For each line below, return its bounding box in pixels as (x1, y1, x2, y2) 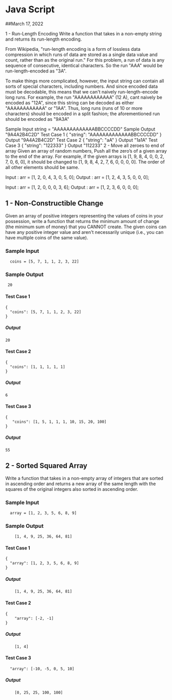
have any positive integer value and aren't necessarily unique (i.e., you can (5, 229, 164, 235)
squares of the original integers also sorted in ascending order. (5, 486, 139, 492)
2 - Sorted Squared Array (5, 462, 87, 470)
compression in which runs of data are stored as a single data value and (5, 51, 158, 58)
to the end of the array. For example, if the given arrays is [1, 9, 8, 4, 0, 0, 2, (5, 153, 164, 159)
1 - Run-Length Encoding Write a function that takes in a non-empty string (5, 30, 162, 36)
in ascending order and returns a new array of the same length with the (5, 481, 156, 487)
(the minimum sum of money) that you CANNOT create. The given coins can (5, 224, 167, 230)
